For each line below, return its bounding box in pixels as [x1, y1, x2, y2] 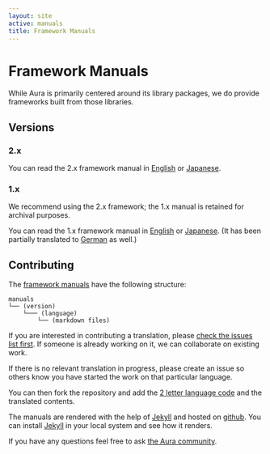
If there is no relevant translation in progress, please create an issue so [8, 363, 245, 373]
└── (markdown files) [37, 316, 111, 325]
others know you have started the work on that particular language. [8, 372, 233, 382]
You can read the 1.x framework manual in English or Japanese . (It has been [8, 226, 261, 235]
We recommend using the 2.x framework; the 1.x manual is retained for [8, 202, 244, 211]
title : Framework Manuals [8, 27, 95, 35]
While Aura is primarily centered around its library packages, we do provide [8, 88, 260, 98]
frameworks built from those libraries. [8, 97, 134, 107]
